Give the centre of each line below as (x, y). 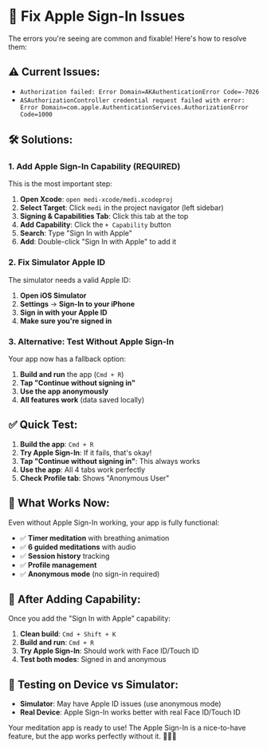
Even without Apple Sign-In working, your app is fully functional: (114, 522)
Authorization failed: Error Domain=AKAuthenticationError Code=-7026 (139, 92)
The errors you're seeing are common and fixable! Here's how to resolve (128, 38)
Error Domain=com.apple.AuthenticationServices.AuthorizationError (134, 107)
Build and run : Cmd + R (57, 643)
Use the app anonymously (64, 391)
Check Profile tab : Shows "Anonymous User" (94, 478)
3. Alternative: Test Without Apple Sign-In (91, 341)
